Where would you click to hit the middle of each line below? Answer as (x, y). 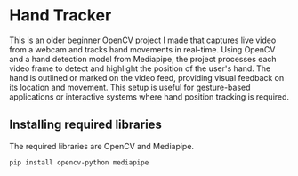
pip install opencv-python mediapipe (79, 162)
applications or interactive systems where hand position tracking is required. (149, 96)
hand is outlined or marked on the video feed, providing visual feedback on (147, 77)
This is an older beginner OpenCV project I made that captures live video (143, 40)
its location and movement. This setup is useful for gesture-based (130, 87)
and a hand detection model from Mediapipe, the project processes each (143, 59)
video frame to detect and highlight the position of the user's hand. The (140, 68)
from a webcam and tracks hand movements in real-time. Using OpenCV (142, 49)
